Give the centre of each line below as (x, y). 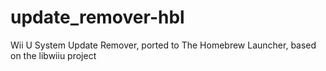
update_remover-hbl (97, 17)
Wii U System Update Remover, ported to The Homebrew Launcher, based (163, 45)
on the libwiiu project (53, 55)
